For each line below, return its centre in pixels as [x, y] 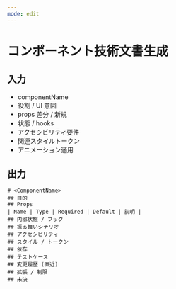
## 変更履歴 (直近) [33, 265]
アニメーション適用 [46, 149]
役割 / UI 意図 [37, 105]
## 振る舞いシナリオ [33, 227]
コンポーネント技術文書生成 [88, 51]
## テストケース [28, 257]
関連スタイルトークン [48, 141]
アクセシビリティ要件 [48, 132]
